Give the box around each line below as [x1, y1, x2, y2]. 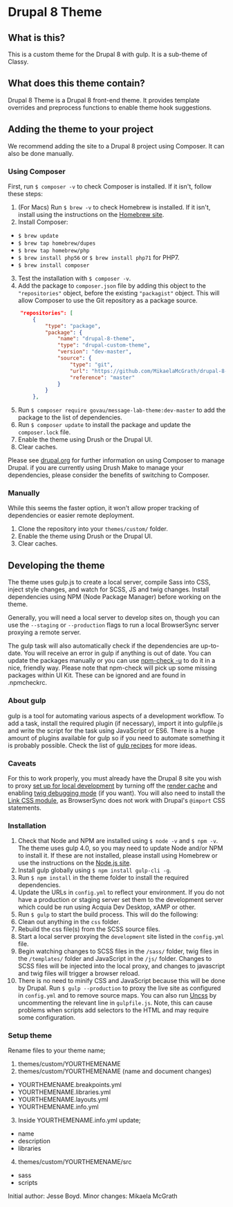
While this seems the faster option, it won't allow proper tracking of [8, 504, 200, 512]
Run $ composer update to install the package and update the [17, 421, 192, 429]
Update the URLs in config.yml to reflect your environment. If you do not [17, 888, 225, 896]
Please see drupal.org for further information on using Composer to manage [8, 456, 225, 464]
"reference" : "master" [69, 374, 136, 381]
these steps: [8, 189, 44, 198]
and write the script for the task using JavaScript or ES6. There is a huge [8, 726, 215, 735]
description [17, 1137, 50, 1145]
